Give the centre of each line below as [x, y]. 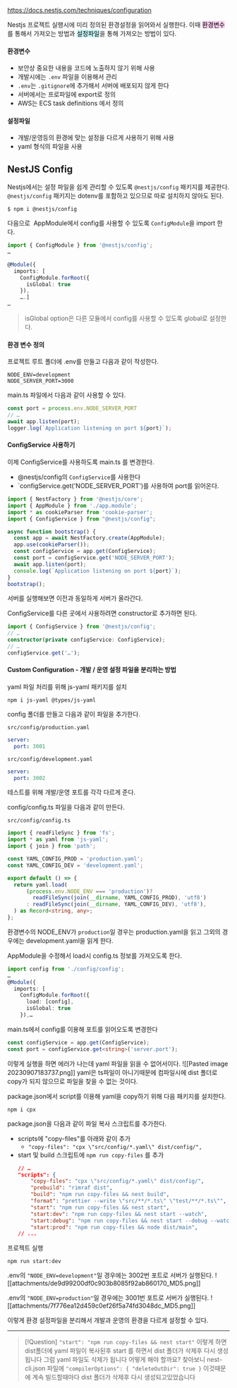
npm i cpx [22, 1109]
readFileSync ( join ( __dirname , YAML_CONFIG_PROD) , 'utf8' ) [120, 898]
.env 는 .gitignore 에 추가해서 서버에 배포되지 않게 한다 [93, 86]
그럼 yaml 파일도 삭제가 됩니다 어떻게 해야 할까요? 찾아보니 [124, 1360]
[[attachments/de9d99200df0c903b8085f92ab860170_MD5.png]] [104, 1284]
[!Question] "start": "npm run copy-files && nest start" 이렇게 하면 [126, 1342]
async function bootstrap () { [52, 532]
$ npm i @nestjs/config [42, 209]
